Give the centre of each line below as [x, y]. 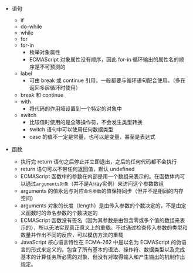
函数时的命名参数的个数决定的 [62, 213]
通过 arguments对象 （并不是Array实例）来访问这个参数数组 [95, 184]
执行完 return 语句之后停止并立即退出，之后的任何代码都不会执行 [99, 162]
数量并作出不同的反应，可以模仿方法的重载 [72, 235]
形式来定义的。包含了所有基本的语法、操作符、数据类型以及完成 [108, 250]
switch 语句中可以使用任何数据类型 [71, 129]
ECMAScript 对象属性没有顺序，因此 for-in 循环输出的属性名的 [104, 59]
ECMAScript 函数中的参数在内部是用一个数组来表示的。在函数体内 [100, 176]
